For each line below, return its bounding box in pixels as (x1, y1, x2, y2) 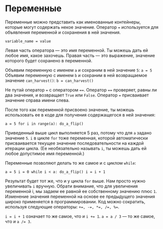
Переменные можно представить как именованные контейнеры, (5, 19, 141, 25)
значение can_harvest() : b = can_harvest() (5, 77, 94, 83)
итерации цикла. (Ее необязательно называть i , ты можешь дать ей (5, 145, 147, 151)
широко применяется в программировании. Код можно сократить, (5, 198, 145, 205)
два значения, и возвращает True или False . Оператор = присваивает (5, 92, 149, 98)
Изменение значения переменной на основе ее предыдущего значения (5, 193, 155, 199)
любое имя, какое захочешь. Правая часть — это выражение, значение (5, 52, 155, 58)
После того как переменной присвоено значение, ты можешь (5, 107, 135, 113)
